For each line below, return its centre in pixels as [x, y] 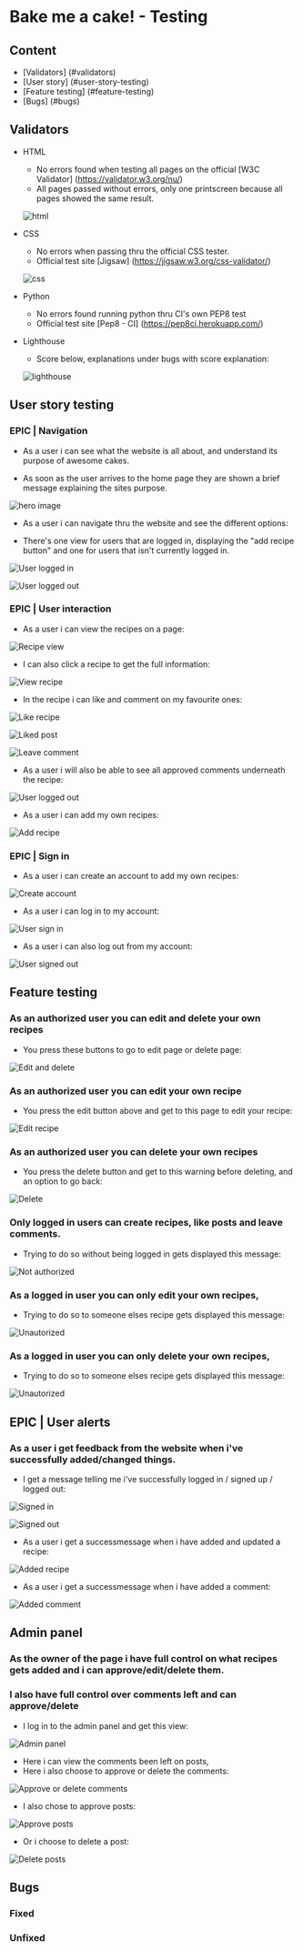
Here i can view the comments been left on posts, [116, 1761]
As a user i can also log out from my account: [107, 946]
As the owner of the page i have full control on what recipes [143, 1659]
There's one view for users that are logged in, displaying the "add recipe [158, 541]
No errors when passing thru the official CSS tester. [133, 251]
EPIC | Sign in [40, 855]
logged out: [44, 1489]
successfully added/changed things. [93, 1460]
